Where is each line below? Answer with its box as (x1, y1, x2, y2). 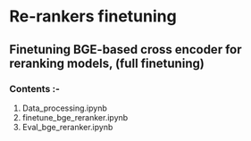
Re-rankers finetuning (9, 6, 177, 27)
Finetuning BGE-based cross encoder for (9, 42, 242, 57)
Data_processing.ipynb (21, 103, 107, 113)
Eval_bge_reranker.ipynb (21, 121, 113, 132)
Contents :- (9, 82, 61, 95)
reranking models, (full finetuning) (9, 55, 205, 70)
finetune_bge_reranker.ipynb (21, 112, 129, 122)
